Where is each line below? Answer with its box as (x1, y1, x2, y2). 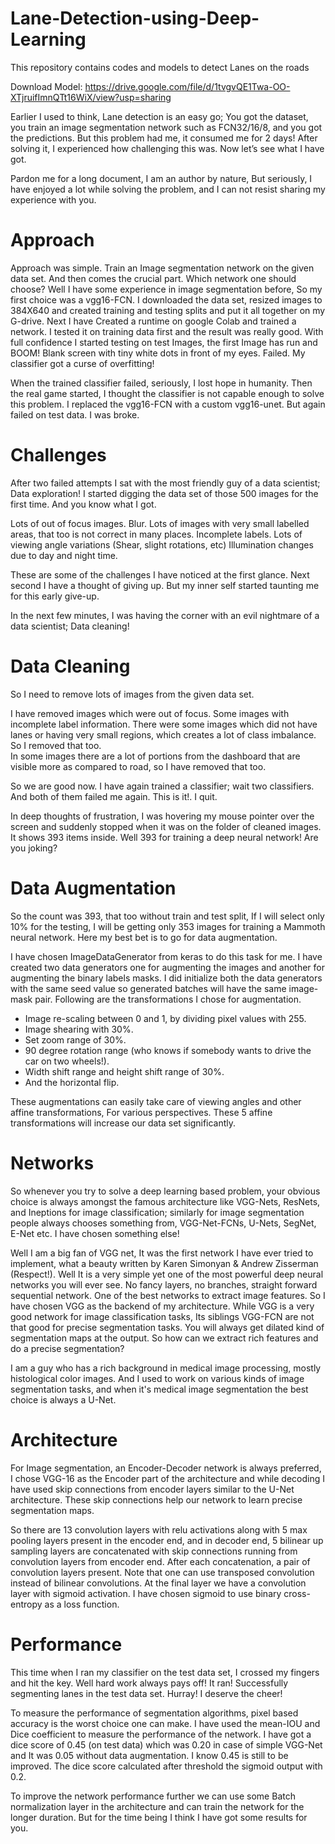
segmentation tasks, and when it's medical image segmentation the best (10, 1383, 309, 1395)
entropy (10, 1598, 43, 1610)
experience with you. (10, 193, 97, 206)
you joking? (10, 842, 58, 854)
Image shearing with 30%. (24, 1023, 134, 1035)
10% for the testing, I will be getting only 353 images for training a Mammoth (10, 920, 326, 932)
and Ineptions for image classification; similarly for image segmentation (10, 1206, 305, 1218)
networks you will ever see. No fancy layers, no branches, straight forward (10, 1278, 318, 1291)
